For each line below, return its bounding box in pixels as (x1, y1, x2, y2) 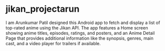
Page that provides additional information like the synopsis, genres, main (5, 35, 154, 41)
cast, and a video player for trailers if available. (5, 40, 101, 46)
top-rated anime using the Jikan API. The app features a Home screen (5, 25, 148, 30)
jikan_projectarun (5, 3, 80, 15)
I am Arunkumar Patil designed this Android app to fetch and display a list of (5, 20, 160, 25)
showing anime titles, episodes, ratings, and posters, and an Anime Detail (5, 30, 155, 36)
